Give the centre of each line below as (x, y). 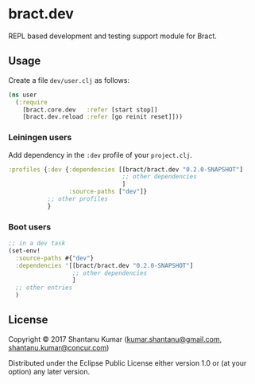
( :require (31, 102)
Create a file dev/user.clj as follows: (69, 80)
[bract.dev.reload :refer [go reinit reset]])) (102, 117)
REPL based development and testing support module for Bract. (112, 36)
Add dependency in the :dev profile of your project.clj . (100, 155)
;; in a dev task (37, 244)
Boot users (30, 226)
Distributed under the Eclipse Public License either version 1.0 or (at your (127, 362)
